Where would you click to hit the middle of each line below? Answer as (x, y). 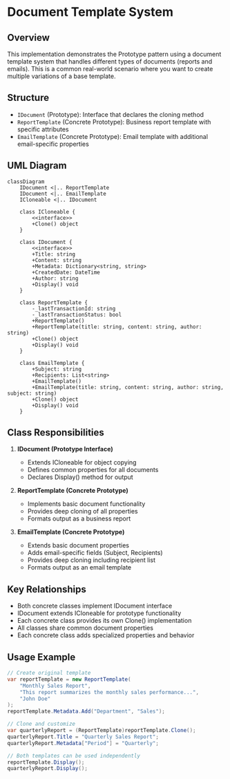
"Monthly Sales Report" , (55, 686)
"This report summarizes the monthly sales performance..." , (109, 692)
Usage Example (41, 657)
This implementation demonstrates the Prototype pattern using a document (114, 54)
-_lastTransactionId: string (74, 308)
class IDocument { (46, 242)
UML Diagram (37, 166)
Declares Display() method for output (80, 477)
